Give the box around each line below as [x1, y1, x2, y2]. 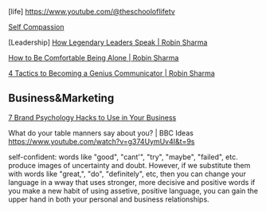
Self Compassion [8, 22, 65, 31]
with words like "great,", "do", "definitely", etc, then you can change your [8, 169, 247, 179]
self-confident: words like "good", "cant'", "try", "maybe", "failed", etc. [8, 151, 238, 162]
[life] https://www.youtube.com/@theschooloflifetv [8, 7, 175, 16]
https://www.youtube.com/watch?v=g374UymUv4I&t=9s [8, 136, 195, 146]
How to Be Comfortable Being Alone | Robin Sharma [8, 53, 179, 62]
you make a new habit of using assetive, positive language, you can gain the [8, 186, 259, 195]
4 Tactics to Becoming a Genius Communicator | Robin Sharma [8, 69, 215, 78]
